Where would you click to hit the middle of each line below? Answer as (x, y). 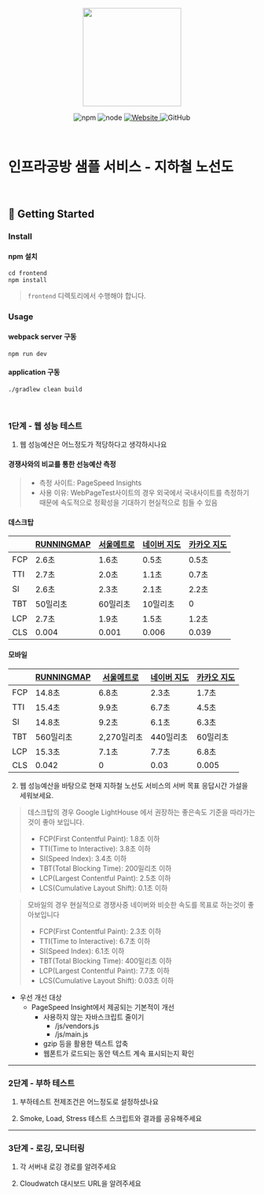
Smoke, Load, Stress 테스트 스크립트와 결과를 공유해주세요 (111, 1118)
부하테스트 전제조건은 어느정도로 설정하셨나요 (89, 1101)
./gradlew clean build (45, 389)
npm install (27, 280)
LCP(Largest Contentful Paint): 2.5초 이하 (105, 878)
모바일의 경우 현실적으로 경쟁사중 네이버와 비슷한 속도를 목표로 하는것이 (136, 904)
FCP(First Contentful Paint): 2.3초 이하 (100, 931)
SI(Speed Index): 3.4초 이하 (83, 858)
